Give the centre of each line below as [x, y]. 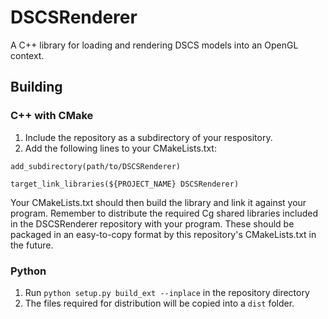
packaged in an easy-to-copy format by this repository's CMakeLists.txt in [163, 234]
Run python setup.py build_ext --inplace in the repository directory [167, 292]
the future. [32, 245]
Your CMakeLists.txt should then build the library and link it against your [158, 202]
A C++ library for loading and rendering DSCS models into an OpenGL [154, 45]
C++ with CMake [52, 116]
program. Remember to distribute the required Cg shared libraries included [164, 213]
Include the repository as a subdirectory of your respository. [148, 137]
